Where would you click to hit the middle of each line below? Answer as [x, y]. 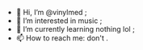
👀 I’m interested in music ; [59, 21]
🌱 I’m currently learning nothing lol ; [75, 29]
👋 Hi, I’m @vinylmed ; [51, 12]
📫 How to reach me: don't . [62, 38]
